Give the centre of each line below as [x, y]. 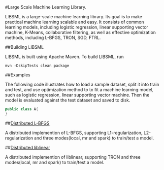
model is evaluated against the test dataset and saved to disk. [68, 100]
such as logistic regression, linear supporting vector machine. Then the [77, 95]
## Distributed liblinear [28, 147]
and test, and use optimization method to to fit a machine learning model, [79, 90]
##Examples [18, 75]
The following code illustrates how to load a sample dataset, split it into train [82, 84]
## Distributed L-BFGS [27, 123]
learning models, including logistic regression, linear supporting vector [77, 27]
